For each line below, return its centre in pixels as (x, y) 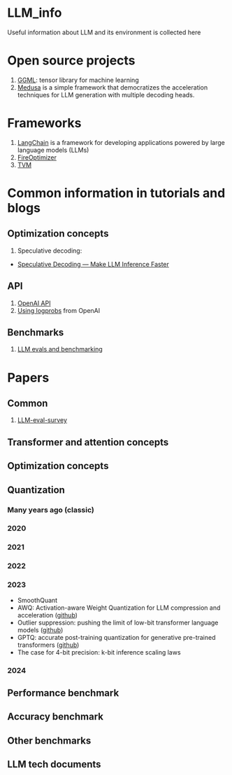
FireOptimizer (37, 157)
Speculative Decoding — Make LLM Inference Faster (93, 264)
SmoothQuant (37, 600)
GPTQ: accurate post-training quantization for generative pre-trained (116, 637)
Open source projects (71, 61)
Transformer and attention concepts (88, 442)
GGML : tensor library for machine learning (78, 80)
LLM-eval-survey (42, 420)
